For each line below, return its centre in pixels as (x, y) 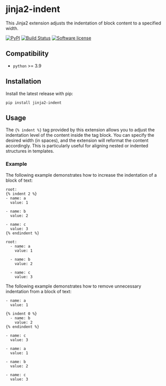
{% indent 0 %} (21, 314)
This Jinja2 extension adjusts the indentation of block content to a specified (83, 23)
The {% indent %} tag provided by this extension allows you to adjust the (80, 130)
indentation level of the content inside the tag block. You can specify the (80, 135)
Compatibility (27, 54)
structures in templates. (30, 151)
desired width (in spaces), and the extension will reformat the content (77, 140)
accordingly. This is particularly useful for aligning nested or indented (77, 146)
